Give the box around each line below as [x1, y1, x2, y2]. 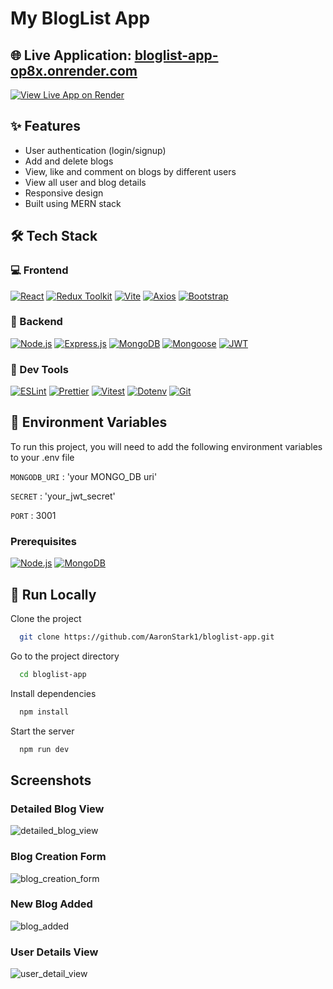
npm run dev [19, 744, 70, 754]
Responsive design [24, 187, 104, 199]
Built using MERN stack [24, 197, 122, 209]
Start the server [10, 725, 75, 737]
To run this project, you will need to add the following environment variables [10, 440, 323, 452]
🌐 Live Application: [10, 47, 132, 64]
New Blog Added [10, 897, 93, 911]
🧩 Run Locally [10, 586, 97, 603]
